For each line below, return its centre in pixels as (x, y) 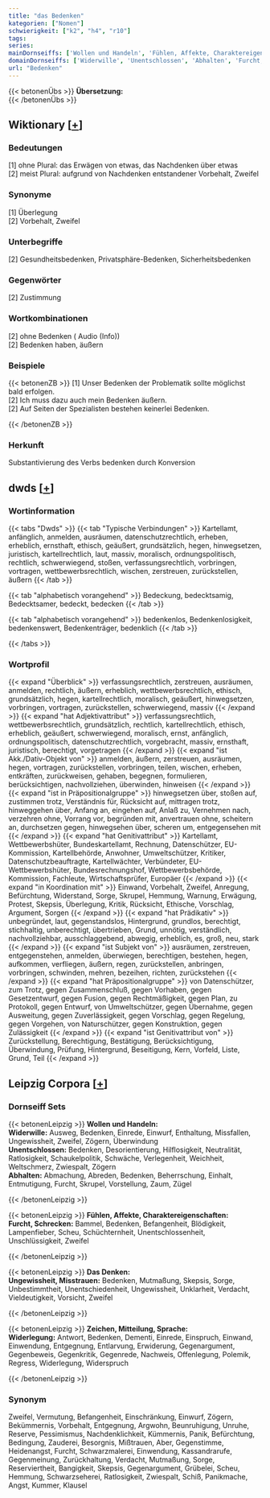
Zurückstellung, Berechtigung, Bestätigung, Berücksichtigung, (111, 1041)
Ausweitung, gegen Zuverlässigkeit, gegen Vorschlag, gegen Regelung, (127, 1016)
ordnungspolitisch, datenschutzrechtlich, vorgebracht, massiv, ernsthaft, (129, 742)
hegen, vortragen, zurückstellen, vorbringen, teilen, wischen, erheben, (125, 768)
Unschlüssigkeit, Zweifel (49, 1240)
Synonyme (30, 195)
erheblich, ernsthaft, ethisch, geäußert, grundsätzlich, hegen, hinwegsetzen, (135, 545)
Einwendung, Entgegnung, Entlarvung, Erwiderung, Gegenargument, (122, 1346)
